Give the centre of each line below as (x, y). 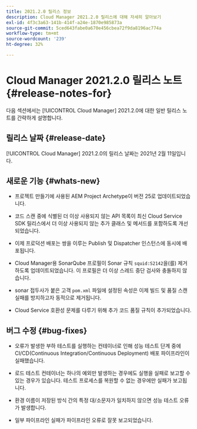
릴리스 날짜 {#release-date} (56, 138)
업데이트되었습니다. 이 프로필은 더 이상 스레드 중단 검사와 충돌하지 (106, 271)
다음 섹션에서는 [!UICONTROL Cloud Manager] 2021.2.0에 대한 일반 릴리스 (94, 110)
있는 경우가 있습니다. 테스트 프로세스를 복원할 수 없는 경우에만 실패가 (93, 381)
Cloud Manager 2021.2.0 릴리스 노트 (94, 81)
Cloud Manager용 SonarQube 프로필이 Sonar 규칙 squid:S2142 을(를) (96, 263)
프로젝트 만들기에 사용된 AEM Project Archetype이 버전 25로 (85, 196)
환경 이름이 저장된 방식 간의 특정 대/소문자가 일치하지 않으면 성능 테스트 (96, 400)
